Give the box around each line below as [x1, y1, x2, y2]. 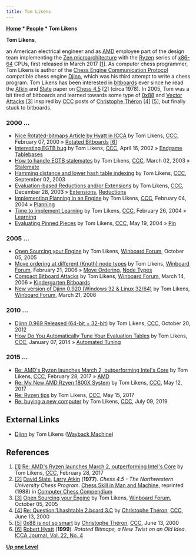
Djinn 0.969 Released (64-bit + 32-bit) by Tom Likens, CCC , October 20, [14, 319, 191, 327]
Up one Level [6, 543, 39, 551]
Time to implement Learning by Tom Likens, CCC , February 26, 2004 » [14, 207, 187, 214]
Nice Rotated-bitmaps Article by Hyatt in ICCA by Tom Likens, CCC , [14, 132, 179, 139]
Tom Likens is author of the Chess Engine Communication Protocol [6, 66, 168, 74]
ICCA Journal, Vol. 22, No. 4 [14, 532, 84, 539]
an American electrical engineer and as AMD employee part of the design [6, 48, 184, 55]
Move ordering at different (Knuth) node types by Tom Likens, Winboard [14, 260, 190, 267]
